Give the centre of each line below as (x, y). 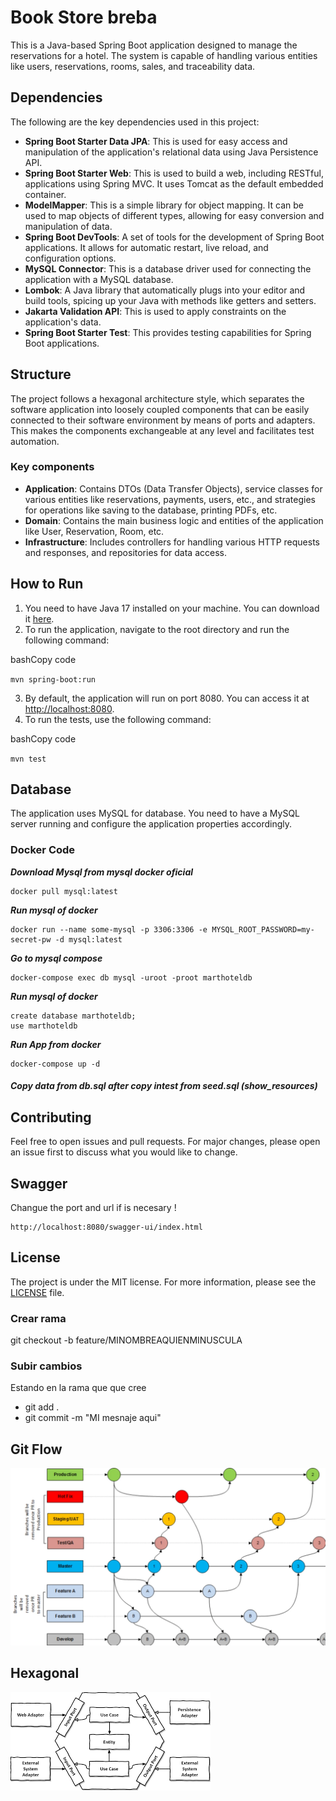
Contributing (51, 1117)
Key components (52, 467)
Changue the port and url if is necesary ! (93, 1207)
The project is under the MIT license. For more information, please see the (163, 1282)
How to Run (47, 584)
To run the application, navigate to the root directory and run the (157, 629)
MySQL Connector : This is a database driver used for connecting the (168, 268)
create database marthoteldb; (73, 1016)
